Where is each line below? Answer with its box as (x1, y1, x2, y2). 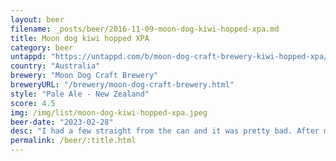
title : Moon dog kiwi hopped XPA (10, 33, 150, 43)
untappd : (10, 52, 47, 62)
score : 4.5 (10, 98, 56, 108)
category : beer (10, 42, 74, 53)
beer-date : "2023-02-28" (10, 117, 114, 127)
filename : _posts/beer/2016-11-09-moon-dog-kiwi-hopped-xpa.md (10, 24, 280, 34)
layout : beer (10, 14, 65, 25)
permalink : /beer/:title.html (10, 136, 137, 146)
